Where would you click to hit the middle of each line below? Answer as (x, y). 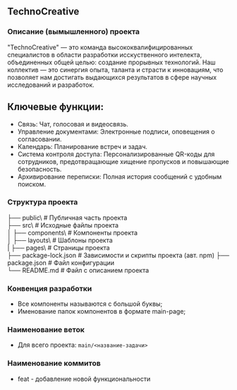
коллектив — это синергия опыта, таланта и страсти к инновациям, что (115, 69)
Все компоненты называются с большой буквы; (90, 304)
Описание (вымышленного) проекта (73, 32)
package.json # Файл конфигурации (61, 262)
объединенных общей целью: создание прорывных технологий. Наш (112, 62)
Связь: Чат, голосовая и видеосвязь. (73, 124)
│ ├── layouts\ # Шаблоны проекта (60, 240)
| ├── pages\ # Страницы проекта (59, 247)
